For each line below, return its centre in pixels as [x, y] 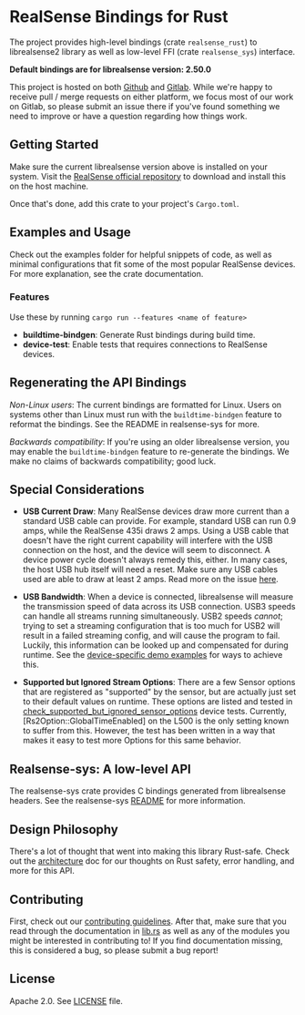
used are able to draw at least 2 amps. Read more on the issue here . [151, 579]
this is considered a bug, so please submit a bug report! [114, 950]
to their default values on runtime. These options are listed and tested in [158, 702]
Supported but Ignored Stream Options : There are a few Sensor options [159, 682]
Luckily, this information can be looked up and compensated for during [155, 645]
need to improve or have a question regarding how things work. [128, 116]
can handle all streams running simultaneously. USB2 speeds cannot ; [153, 616]
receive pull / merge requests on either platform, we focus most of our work [152, 97]
